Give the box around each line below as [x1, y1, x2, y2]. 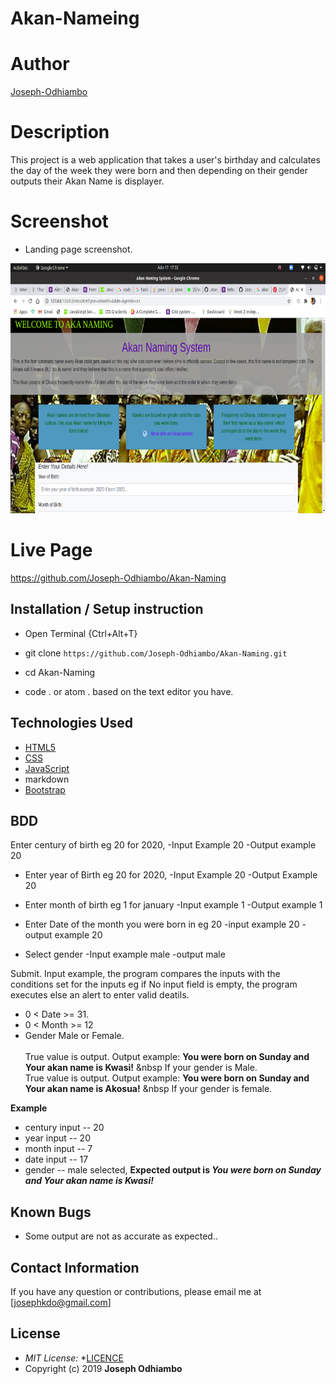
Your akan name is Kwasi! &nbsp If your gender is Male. [24, 1062, 258, 1074]
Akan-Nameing [10, 7, 140, 30]
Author [10, 53, 70, 76]
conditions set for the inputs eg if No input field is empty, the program [10, 978, 298, 991]
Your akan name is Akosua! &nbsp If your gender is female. [24, 1083, 273, 1095]
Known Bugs [10, 1203, 92, 1221]
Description [10, 121, 110, 144]
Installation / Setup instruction [10, 601, 204, 618]
